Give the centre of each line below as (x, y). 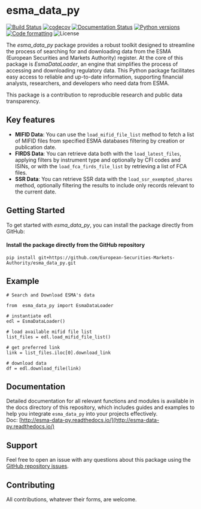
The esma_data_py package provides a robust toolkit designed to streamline (100, 45)
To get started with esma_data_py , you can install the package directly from (100, 225)
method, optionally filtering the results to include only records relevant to (104, 185)
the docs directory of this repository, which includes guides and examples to (100, 407)
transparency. (23, 101)
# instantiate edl (29, 316)
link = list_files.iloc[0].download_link (59, 353)
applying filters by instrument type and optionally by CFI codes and (98, 160)
